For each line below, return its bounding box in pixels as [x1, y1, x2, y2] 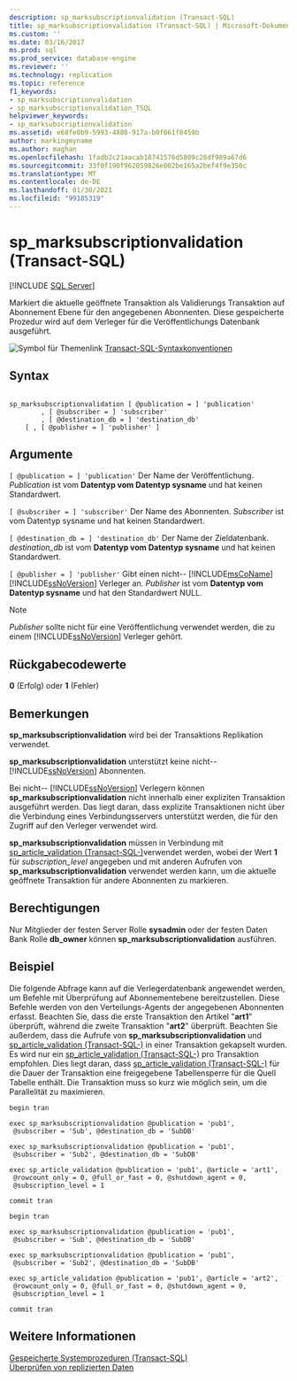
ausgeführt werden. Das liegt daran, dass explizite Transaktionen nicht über [9, 802, 286, 813]
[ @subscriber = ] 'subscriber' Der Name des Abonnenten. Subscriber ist [9, 506, 285, 517]
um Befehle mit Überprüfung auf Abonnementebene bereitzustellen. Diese [9, 992, 280, 1003]
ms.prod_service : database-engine [9, 54, 137, 63]
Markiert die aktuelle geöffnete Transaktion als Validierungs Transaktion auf [9, 297, 286, 308]
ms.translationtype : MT [9, 169, 97, 178]
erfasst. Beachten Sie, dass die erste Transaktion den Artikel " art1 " [9, 1011, 253, 1022]
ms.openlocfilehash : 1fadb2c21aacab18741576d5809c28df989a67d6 [9, 152, 247, 162]
